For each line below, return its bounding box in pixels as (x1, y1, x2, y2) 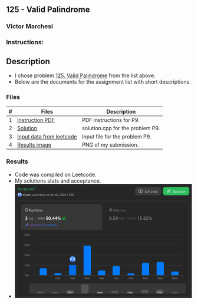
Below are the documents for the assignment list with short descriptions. (14, 78, 192, 85)
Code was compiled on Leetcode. (14, 171, 97, 178)
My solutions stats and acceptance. (14, 177, 101, 184)
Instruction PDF (17, 117, 55, 124)
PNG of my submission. (81, 141, 139, 148)
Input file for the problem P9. (81, 133, 151, 140)
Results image (17, 141, 52, 148)
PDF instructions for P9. (81, 117, 140, 124)
